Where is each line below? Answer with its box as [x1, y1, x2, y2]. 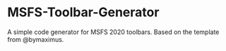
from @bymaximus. [7, 35, 64, 43]
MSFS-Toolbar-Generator [7, 4, 160, 21]
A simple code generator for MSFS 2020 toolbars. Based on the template [7, 28, 220, 36]
